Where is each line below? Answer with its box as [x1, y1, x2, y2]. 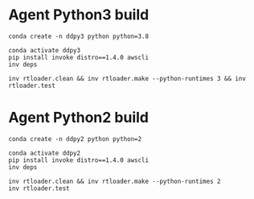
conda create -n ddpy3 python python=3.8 [8, 32, 150, 40]
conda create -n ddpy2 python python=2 [8, 135, 142, 143]
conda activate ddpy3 [8, 46, 81, 54]
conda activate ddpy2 [8, 149, 81, 157]
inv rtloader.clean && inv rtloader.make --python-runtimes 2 [8, 177, 221, 185]
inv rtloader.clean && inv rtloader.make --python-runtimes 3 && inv [8, 74, 247, 82]
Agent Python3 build [8, 6, 150, 24]
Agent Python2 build [8, 109, 149, 126]
